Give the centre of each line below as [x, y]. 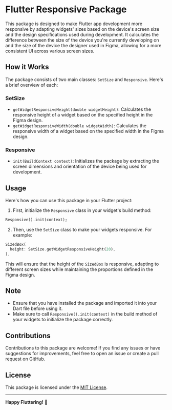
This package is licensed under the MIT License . [56, 387]
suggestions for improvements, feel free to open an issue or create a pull [82, 354]
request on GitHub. [25, 359]
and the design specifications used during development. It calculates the [82, 34]
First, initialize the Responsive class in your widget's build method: [82, 210]
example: [22, 235]
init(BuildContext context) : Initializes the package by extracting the [86, 161]
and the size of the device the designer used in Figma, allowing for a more [83, 45]
